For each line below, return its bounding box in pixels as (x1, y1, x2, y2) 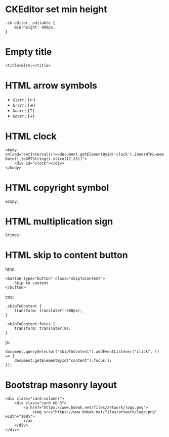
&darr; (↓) (12, 113, 35, 119)
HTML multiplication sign (5, 215, 113, 227)
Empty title (5, 46, 52, 58)
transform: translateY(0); (14, 326, 71, 331)
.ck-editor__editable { (5, 20, 56, 25)
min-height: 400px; (14, 24, 56, 30)
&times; (5, 232, 22, 237)
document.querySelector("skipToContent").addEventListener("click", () (5, 349, 159, 354)
